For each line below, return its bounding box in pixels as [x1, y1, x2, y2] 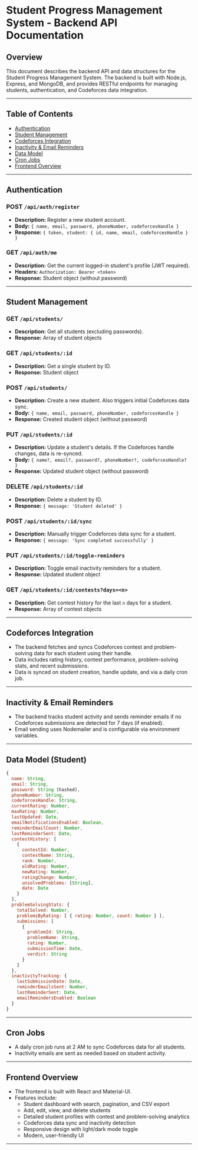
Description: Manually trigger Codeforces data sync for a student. [14, 530, 176, 537]
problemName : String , [27, 935, 81, 941]
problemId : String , [27, 929, 75, 935]
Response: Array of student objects [14, 334, 102, 341]
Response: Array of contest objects [14, 605, 102, 612]
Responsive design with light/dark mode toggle [23, 1126, 138, 1133]
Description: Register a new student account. [14, 216, 126, 223]
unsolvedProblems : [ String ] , [21, 880, 94, 886]
